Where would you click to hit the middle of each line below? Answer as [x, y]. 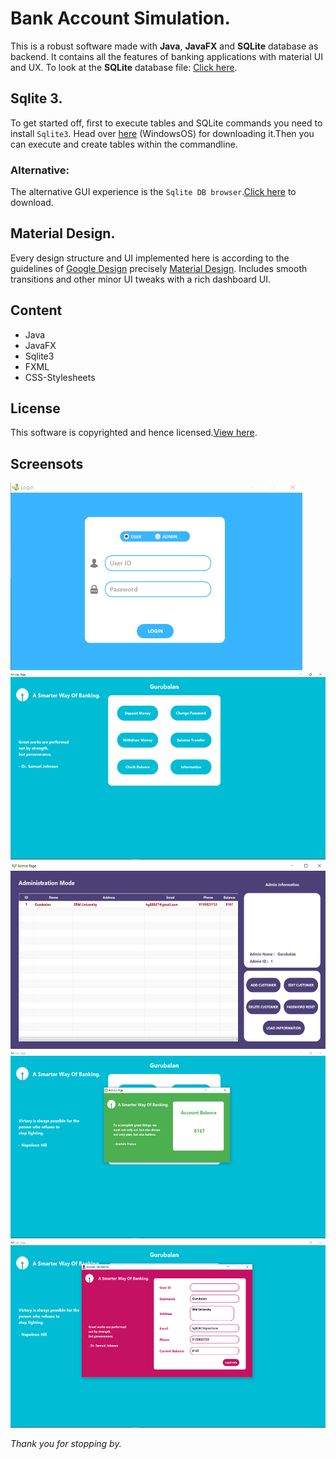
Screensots [47, 463]
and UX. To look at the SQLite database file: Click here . [124, 67]
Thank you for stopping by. [66, 1444]
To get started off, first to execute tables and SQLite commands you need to [166, 123]
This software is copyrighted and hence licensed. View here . [134, 433]
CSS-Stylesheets [60, 377]
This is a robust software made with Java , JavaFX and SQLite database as [164, 46]
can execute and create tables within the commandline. [124, 144]
